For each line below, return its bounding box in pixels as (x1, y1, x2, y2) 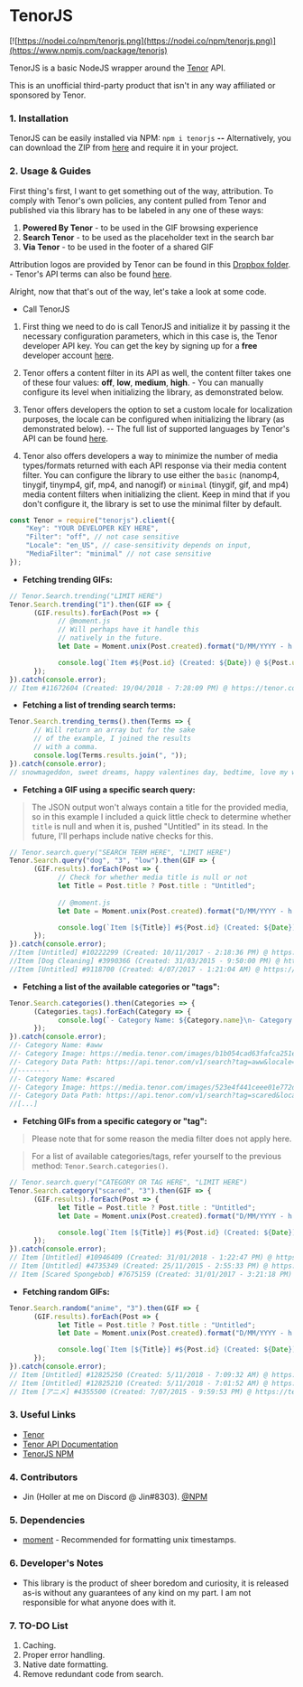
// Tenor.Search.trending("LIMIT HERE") (9, 591, 164, 601)
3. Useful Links (9, 1409, 77, 1421)
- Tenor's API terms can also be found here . (9, 268, 172, 279)
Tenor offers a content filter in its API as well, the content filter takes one (22, 367, 291, 378)
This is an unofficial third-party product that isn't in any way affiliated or (9, 80, 276, 90)
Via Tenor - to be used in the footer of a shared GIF (22, 241, 215, 252)
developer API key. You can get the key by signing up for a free (22, 340, 258, 351)
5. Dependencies (9, 1514, 86, 1527)
